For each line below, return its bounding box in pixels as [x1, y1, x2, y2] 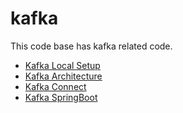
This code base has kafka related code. [10, 40, 173, 52]
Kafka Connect [24, 80, 87, 92]
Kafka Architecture [24, 70, 103, 82]
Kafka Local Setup [24, 59, 101, 71]
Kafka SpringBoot [24, 91, 98, 103]
